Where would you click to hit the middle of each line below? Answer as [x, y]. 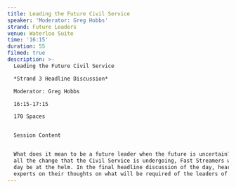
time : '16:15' [28, 40]
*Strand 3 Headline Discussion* [61, 79]
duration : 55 [26, 46]
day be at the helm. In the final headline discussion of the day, [114, 167]
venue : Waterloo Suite [40, 33]
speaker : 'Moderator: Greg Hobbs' [58, 20]
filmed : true [26, 53]
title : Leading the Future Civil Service [69, 14]
